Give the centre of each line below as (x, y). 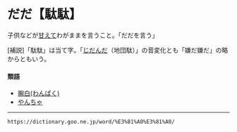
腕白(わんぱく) (38, 93)
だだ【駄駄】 (45, 14)
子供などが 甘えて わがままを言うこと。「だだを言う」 (83, 35)
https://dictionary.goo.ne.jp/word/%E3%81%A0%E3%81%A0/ (91, 122)
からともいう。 (29, 59)
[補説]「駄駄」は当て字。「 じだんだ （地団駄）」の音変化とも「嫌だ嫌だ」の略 (118, 50)
